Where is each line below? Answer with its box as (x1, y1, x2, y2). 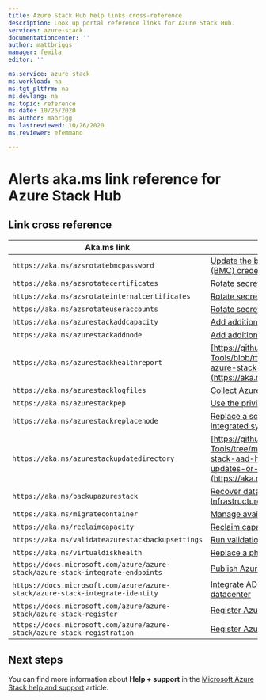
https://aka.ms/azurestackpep (12, 398, 127, 408)
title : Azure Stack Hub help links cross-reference (8, 11, 182, 20)
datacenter (210, 588, 252, 599)
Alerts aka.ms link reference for (8, 169, 222, 188)
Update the (210, 255, 252, 266)
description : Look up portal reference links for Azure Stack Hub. (8, 19, 236, 27)
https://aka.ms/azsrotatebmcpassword (12, 261, 154, 270)
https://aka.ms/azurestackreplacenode (12, 417, 158, 425)
